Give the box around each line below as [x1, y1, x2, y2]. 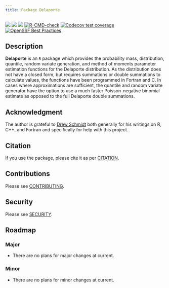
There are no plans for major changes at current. [12, 253, 114, 259]
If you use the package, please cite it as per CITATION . [5, 155, 119, 161]
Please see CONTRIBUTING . [5, 183, 65, 189]
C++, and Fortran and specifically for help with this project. [5, 127, 129, 133]
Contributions [5, 169, 50, 178]
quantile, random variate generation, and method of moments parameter [5, 61, 156, 67]
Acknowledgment [5, 107, 63, 117]
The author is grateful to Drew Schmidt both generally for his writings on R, [5, 121, 162, 127]
